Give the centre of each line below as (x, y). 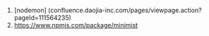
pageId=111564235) (43, 18)
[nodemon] (30, 10)
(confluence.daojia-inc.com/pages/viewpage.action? (125, 10)
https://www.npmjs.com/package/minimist (76, 25)
